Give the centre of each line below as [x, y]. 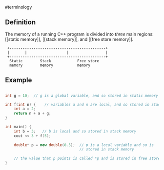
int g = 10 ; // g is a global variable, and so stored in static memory [82, 95]
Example [19, 80]
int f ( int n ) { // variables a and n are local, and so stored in [77, 104]
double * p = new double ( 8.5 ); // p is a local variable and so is [84, 145]
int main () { [18, 127]
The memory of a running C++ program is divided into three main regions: [79, 34]
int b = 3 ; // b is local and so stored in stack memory [75, 131]
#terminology [19, 7]
